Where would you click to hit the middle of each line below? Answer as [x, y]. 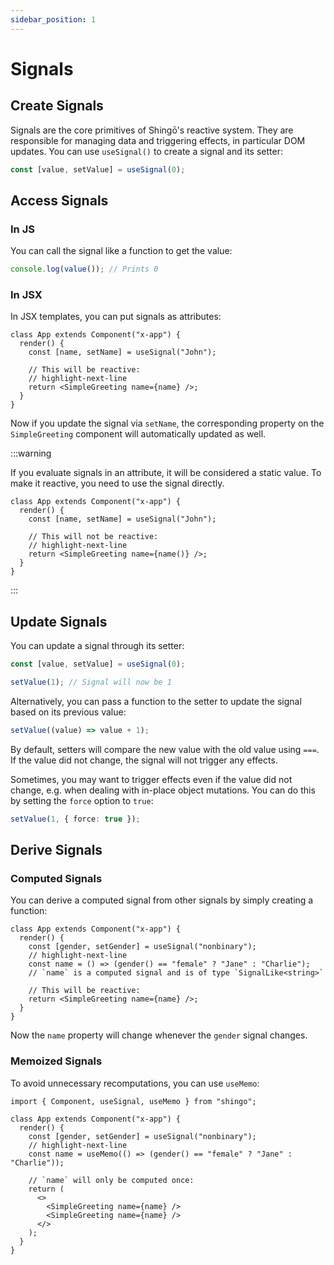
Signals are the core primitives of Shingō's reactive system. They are [152, 130]
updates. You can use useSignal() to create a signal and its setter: [146, 151]
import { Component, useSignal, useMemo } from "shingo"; [133, 1101]
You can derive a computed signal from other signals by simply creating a [162, 900]
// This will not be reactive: [93, 537]
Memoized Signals [56, 1061]
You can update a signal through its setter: [97, 646]
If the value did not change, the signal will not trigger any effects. [144, 760]
